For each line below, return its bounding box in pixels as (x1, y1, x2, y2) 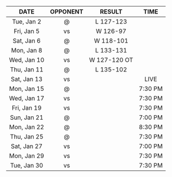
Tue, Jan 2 (12, 18, 42, 25)
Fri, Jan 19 (11, 104, 42, 112)
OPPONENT (49, 8, 84, 15)
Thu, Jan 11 (9, 65, 44, 73)
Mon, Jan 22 (9, 123, 44, 131)
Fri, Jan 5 (14, 27, 40, 35)
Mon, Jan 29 (9, 152, 44, 160)
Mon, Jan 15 (9, 85, 44, 93)
